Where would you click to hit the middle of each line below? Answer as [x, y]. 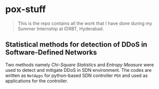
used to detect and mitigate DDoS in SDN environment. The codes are [78, 70]
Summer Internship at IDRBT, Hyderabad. [61, 28]
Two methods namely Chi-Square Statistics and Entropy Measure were [80, 65]
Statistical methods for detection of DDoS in [76, 45]
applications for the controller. [37, 81]
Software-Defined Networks [51, 52]
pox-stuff [26, 9]
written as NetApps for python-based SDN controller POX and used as [77, 75]
